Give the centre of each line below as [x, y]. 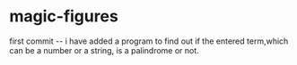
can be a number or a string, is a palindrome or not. [104, 50]
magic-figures [64, 16]
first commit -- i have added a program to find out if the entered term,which [149, 41]
